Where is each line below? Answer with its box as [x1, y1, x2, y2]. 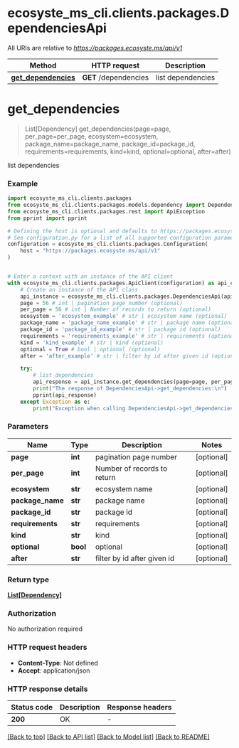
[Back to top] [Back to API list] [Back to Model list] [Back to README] [7, 732, 210, 741]
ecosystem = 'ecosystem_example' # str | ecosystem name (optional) [20, 313, 228, 320]
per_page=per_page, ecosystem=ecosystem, [24, 132, 159, 140]
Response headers [107, 702, 172, 712]
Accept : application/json [17, 666, 90, 675]
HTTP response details [7, 684, 88, 694]
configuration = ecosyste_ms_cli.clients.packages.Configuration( [7, 240, 208, 248]
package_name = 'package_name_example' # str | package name [20, 319, 205, 326]
